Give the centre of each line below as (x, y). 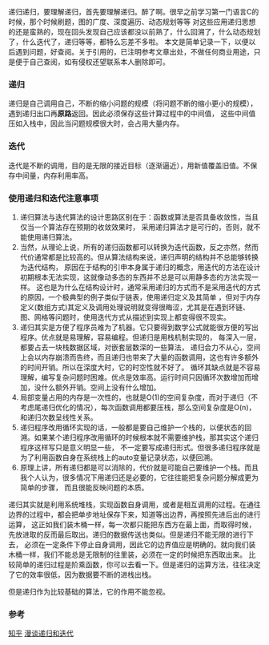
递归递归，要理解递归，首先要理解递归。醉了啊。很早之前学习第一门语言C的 (134, 12)
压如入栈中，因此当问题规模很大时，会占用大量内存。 (96, 123)
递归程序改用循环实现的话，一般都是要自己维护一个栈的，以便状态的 (132, 427)
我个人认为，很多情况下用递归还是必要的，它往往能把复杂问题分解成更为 (139, 477)
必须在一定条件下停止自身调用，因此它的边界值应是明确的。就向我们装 (140, 544)
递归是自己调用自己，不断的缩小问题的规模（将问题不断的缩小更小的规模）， (133, 103)
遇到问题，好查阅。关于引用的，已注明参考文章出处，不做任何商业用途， (134, 52)
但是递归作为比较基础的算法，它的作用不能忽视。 (89, 591)
